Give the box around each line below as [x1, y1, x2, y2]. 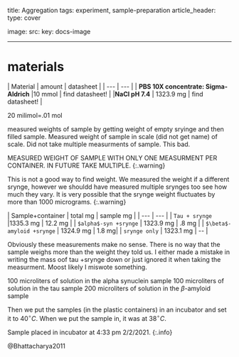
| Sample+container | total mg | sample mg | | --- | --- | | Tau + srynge [7, 211, 212, 219]
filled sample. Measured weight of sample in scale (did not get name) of [7, 132, 218, 141]
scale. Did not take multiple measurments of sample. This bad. [7, 140, 191, 148]
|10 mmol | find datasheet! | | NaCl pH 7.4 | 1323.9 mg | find [31, 89, 204, 98]
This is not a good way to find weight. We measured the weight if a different [7, 175, 230, 183]
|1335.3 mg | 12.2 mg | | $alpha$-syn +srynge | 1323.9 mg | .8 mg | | [7, 219, 204, 227]
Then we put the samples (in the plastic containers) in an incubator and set [7, 305, 227, 314]
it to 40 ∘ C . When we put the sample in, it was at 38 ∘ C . [7, 312, 167, 322]
